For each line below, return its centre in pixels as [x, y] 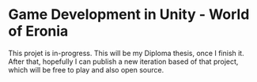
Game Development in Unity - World [129, 15]
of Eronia [38, 31]
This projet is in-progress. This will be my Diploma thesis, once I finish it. [126, 53]
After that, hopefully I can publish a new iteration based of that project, [123, 61]
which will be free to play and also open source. [86, 69]
